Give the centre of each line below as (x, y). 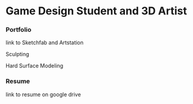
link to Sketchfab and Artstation (44, 42)
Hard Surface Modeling (35, 66)
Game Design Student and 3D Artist (96, 11)
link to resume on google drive (43, 94)
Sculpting (17, 54)
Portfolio (19, 30)
